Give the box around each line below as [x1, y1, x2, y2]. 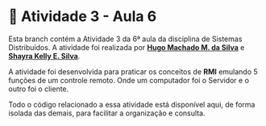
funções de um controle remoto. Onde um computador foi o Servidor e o [8, 75, 250, 85]
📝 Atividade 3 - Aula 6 [8, 7, 157, 26]
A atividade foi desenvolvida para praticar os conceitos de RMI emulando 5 [8, 66, 258, 76]
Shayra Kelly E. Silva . [8, 51, 81, 61]
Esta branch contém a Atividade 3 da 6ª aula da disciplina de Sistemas [8, 34, 243, 44]
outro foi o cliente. [8, 84, 69, 94]
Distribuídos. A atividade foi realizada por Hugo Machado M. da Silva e [8, 42, 245, 52]
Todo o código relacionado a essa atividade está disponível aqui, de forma [8, 99, 256, 109]
